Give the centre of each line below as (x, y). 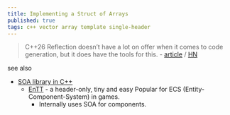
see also (20, 68)
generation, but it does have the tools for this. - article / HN (111, 54)
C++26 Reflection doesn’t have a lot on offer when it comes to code (124, 47)
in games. (105, 97)
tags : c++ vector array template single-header (79, 27)
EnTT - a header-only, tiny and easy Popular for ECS (105, 90)
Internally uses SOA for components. (93, 104)
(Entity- (193, 90)
